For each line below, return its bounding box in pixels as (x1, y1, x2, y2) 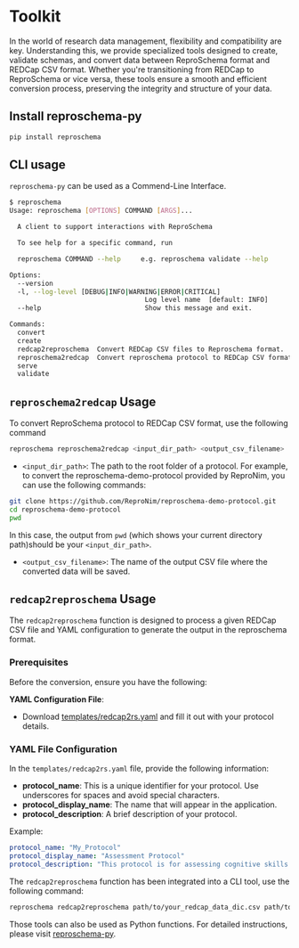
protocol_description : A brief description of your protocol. (21, 809, 238, 820)
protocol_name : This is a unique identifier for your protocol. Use (21, 780, 260, 791)
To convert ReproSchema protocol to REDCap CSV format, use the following (9, 418, 289, 429)
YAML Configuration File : (9, 693, 104, 705)
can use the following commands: (21, 479, 147, 490)
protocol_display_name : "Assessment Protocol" (9, 851, 185, 861)
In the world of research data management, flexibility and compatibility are (9, 36, 282, 46)
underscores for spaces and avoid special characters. (21, 790, 220, 801)
